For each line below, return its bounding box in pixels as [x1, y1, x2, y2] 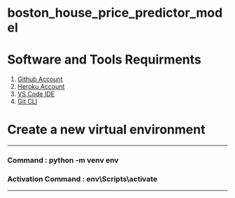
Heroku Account [17, 83, 65, 91]
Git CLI [17, 97, 38, 106]
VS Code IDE [17, 90, 55, 99]
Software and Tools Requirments [7, 52, 201, 68]
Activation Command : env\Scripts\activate [7, 174, 158, 183]
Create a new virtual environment [7, 122, 206, 138]
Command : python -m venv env [7, 155, 119, 165]
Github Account [17, 75, 63, 83]
